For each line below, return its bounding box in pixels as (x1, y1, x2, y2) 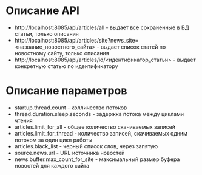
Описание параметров (5, 84, 127, 98)
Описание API (5, 4, 80, 18)
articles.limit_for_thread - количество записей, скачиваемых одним (14, 129, 187, 137)
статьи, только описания (14, 30, 79, 37)
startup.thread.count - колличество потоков (14, 104, 127, 111)
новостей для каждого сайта (14, 162, 90, 169)
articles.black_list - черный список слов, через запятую (14, 142, 158, 149)
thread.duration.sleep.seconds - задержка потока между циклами (14, 110, 184, 117)
